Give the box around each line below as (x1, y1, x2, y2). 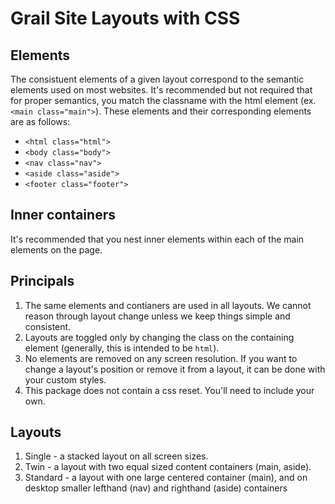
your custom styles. (24, 373, 107, 386)
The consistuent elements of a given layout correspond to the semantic (10, 73, 305, 85)
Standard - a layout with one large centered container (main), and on (24, 472, 308, 484)
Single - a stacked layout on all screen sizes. (24, 450, 209, 462)
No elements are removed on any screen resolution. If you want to (24, 352, 298, 364)
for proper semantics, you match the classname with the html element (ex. (10, 95, 317, 106)
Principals (10, 273, 75, 290)
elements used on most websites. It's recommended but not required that (10, 84, 313, 96)
